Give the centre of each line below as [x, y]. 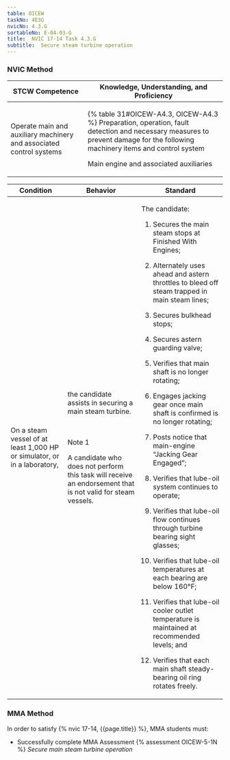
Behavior [101, 191]
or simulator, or [35, 456]
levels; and [170, 645]
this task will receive [100, 475]
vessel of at [29, 439]
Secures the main [181, 224]
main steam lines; [181, 300]
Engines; [167, 250]
